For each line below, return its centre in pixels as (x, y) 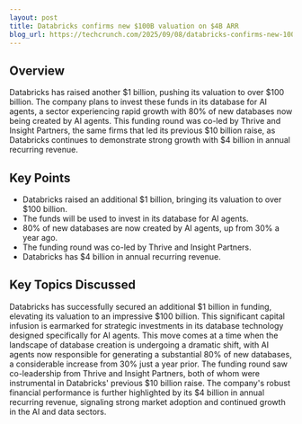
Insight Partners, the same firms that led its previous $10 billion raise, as (142, 130)
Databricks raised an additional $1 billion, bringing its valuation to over (152, 199)
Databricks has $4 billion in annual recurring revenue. (122, 256)
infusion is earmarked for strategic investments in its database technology (147, 325)
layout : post (34, 18)
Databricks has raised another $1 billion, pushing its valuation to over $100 (147, 93)
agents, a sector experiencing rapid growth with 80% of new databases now (151, 111)
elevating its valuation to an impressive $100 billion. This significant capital (147, 316)
